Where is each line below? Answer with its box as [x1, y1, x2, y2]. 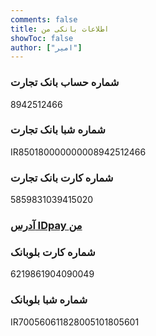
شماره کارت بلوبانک [10, 245, 96, 259]
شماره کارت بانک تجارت [10, 171, 114, 185]
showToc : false [10, 33, 74, 43]
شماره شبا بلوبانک [10, 293, 88, 307]
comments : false [10, 14, 78, 25]
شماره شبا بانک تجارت [10, 123, 107, 137]
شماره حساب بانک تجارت [10, 76, 120, 90]
